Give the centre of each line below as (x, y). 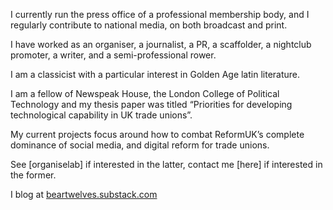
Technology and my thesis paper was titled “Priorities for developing (151, 104)
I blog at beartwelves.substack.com (84, 194)
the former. (33, 175)
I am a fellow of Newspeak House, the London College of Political (145, 93)
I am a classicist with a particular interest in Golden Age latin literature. (155, 74)
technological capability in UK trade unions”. (101, 115)
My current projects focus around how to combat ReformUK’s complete (157, 134)
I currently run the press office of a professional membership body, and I (160, 14)
